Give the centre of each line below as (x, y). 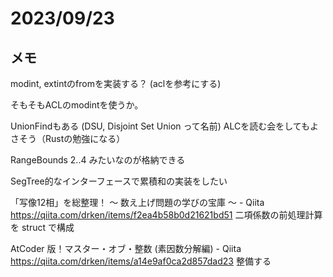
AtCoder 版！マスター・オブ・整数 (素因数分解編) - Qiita (126, 248)
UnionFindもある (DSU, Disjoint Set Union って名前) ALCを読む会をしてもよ (165, 126)
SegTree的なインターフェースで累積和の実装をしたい (119, 181)
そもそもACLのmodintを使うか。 (77, 105)
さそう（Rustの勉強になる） (68, 138)
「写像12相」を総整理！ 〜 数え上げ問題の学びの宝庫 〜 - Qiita (137, 202)
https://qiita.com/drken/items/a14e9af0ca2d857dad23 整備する (141, 261)
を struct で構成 (42, 227)
